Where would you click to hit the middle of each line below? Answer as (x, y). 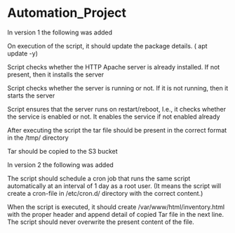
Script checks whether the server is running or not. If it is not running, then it (118, 88)
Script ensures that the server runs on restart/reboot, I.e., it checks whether (117, 109)
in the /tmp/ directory (38, 138)
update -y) (23, 53)
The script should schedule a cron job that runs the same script (99, 178)
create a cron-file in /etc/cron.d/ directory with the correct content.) (105, 193)
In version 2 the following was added (60, 165)
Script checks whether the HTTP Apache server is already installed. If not (114, 67)
